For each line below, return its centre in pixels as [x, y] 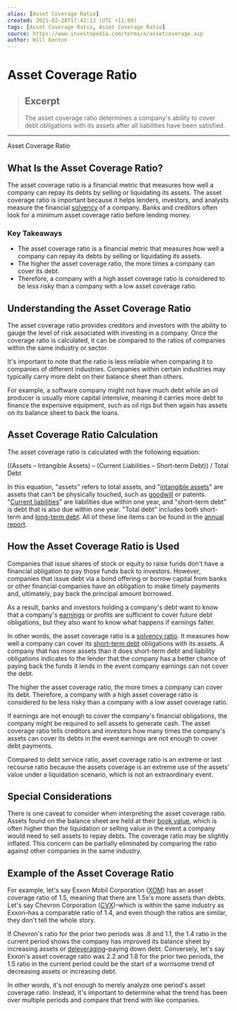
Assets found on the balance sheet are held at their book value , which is [112, 821]
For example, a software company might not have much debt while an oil [113, 390]
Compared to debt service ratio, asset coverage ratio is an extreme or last [115, 759]
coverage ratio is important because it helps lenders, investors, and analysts [118, 200]
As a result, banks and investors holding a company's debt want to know [113, 607]
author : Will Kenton [38, 40]
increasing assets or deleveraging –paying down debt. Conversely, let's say [116, 949]
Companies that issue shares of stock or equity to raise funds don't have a [116, 563]
